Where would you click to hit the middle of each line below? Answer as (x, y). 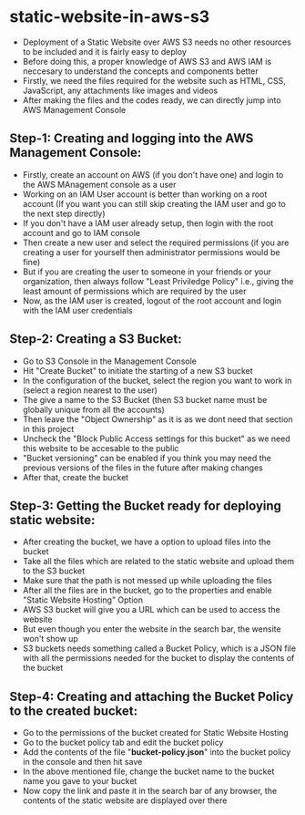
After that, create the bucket (76, 477)
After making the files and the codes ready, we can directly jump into (152, 100)
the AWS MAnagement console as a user (99, 184)
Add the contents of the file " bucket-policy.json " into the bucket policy (157, 752)
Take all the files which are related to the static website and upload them (158, 562)
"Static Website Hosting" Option (83, 600)
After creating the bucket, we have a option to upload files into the (147, 542)
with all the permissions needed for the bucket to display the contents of (158, 658)
